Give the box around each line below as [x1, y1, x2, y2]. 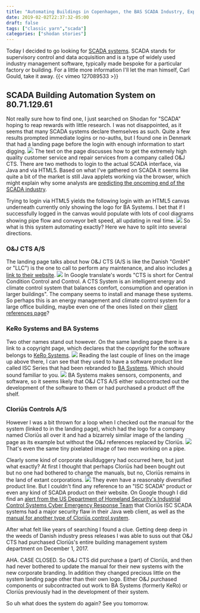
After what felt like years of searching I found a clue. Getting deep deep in [6, 526, 187, 533]
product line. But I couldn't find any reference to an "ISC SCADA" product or [6, 482, 192, 489]
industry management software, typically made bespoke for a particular [6, 60, 182, 67]
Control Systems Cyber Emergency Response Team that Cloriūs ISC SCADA [6, 501, 192, 509]
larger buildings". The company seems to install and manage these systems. [6, 291, 193, 298]
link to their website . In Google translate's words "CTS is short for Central [6, 272, 193, 279]
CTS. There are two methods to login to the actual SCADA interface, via [6, 160, 182, 167]
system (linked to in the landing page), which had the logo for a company [6, 425, 186, 432]
